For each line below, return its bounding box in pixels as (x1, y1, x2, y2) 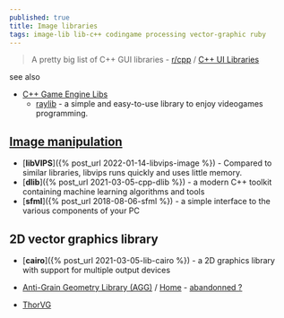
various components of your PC (22, 205, 141, 216)
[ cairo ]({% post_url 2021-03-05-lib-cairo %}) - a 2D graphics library (22, 255, 276, 265)
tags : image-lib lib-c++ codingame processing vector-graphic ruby (9, 30, 267, 39)
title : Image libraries (9, 21, 99, 30)
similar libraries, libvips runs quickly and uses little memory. (22, 168, 243, 178)
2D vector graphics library (9, 231, 159, 246)
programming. (35, 108, 89, 119)
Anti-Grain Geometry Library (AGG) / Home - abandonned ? (22, 282, 243, 292)
